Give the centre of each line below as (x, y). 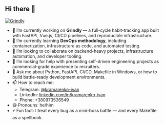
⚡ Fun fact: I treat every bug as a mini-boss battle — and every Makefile (84, 110)
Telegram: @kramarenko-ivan (49, 89)
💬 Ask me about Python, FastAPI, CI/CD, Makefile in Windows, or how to (84, 72)
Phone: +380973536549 (44, 100)
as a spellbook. (27, 117)
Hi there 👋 (20, 9)
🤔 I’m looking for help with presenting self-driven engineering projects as (85, 61)
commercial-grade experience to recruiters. (56, 66)
